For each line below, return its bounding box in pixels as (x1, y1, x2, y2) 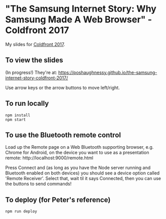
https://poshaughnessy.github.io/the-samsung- (58, 69, 157, 75)
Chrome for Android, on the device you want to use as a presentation (5, 150, 149, 156)
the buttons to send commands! (5, 181, 72, 187)
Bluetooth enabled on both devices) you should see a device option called (5, 170, 160, 176)
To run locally (5, 99, 49, 108)
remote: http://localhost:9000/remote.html (5, 155, 94, 161)
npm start (5, 117, 26, 122)
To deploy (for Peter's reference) (5, 195, 111, 204)
